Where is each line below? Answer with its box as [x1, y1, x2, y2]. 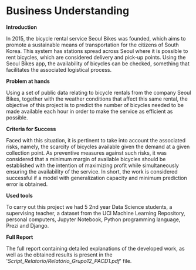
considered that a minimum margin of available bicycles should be [6, 155, 166, 162]
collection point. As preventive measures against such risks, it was [6, 149, 167, 156]
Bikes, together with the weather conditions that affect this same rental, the [6, 95, 188, 102]
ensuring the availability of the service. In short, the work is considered [6, 168, 178, 175]
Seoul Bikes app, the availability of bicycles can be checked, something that [6, 60, 190, 67]
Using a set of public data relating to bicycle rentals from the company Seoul [6, 89, 191, 96]
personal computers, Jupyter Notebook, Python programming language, [6, 216, 181, 223]
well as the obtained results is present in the [6, 251, 113, 258]
